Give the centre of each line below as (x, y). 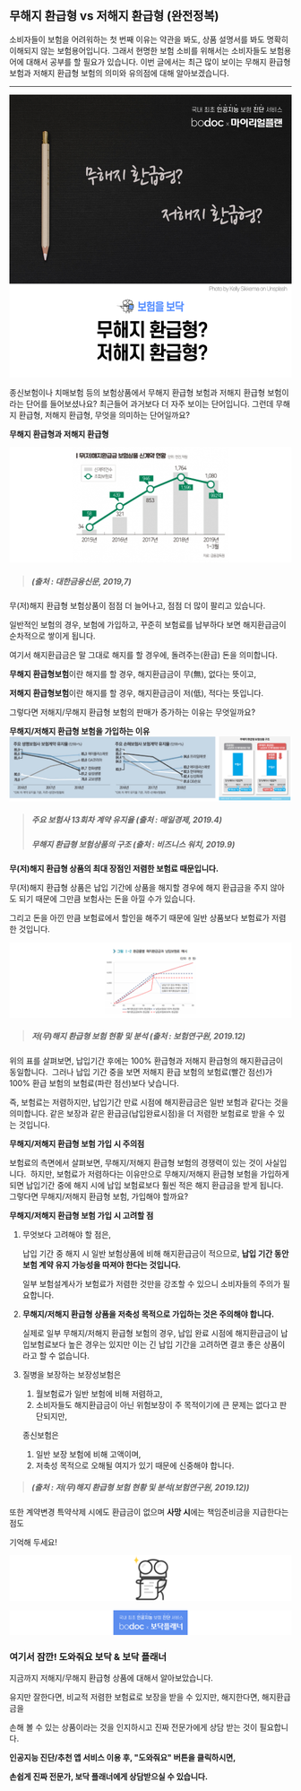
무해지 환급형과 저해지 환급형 (59, 434)
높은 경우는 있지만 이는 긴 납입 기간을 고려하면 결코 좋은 (165, 1344)
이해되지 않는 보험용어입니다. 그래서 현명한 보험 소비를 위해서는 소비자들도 (138, 50)
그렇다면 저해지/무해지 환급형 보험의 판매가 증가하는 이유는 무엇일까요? (133, 712)
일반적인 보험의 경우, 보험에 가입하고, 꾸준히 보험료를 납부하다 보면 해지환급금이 (148, 625)
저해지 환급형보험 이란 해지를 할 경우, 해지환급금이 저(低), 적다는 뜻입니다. (137, 693)
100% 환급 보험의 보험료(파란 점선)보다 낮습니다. (94, 1082)
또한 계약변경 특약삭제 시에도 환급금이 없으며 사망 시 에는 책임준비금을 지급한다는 (149, 1512)
